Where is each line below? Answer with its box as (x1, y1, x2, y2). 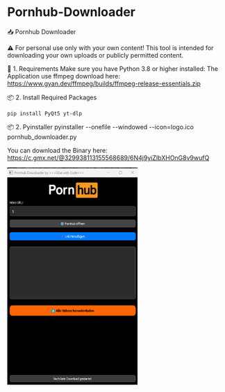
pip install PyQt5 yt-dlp (7, 110, 82, 117)
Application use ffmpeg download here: (7, 72, 120, 80)
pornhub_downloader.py (7, 133, 77, 141)
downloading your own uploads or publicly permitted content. (7, 51, 184, 59)
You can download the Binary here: (7, 146, 108, 154)
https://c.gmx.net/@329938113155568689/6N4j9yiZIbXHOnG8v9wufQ (7, 154, 210, 162)
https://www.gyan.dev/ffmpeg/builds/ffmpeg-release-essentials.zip (7, 79, 201, 88)
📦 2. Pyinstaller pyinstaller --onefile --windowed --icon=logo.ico (7, 122, 194, 131)
